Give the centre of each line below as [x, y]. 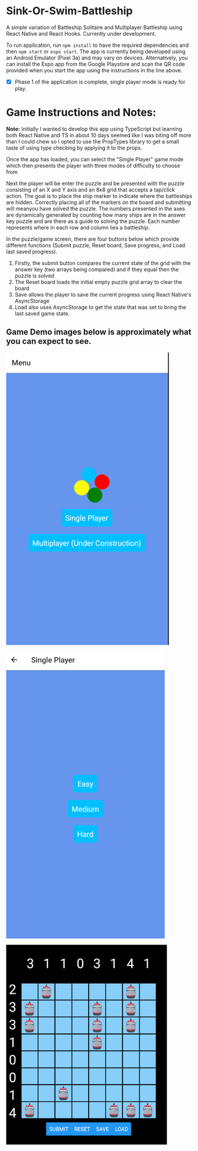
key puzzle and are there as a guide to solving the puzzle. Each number [93, 221]
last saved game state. [42, 313]
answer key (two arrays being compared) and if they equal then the [97, 269]
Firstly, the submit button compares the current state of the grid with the [103, 263]
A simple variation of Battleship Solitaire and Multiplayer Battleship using [94, 27]
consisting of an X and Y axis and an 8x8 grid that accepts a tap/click [91, 189]
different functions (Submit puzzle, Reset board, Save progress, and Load [96, 245]
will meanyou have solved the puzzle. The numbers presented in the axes [95, 208]
